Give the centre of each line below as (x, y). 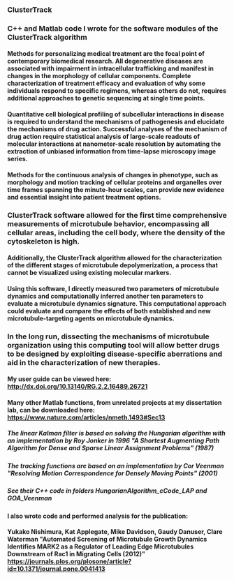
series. (17, 159)
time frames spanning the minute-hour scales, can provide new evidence (116, 189)
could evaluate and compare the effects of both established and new (109, 311)
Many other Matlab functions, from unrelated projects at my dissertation (115, 402)
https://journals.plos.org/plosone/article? (70, 562)
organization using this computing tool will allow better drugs (114, 345)
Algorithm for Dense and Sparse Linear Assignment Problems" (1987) (111, 448)
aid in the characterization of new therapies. (84, 362)
